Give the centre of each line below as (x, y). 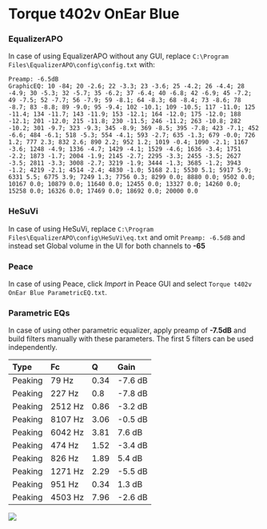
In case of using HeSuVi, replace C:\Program (81, 229)
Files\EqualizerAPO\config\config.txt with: (82, 65)
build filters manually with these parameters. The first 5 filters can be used (131, 339)
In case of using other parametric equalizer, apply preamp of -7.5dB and (127, 330)
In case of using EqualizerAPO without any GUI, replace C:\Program (119, 56)
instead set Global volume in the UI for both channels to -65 (107, 245)
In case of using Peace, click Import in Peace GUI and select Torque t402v (130, 284)
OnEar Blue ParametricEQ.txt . (58, 292)
